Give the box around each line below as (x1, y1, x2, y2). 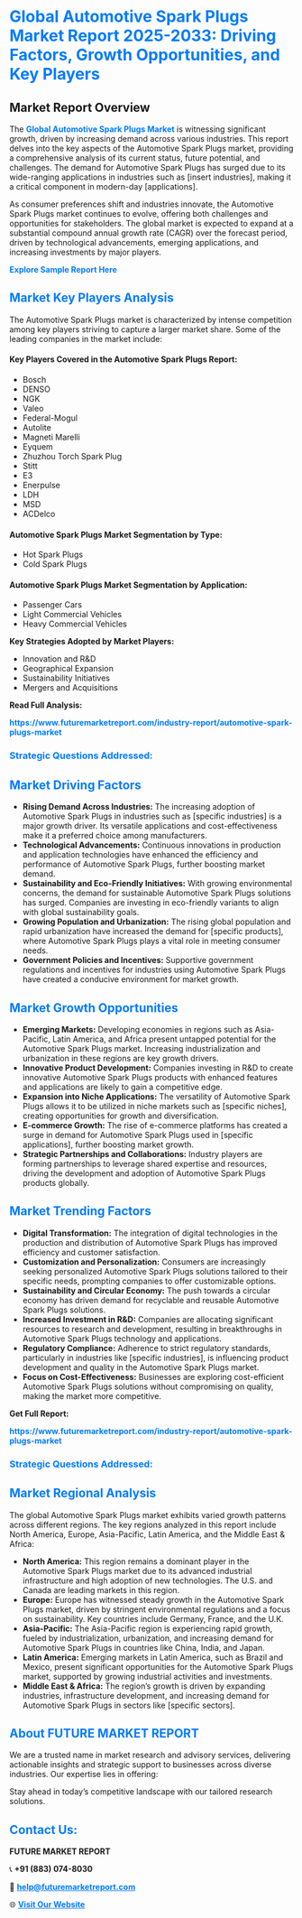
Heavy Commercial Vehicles (22, 618, 128, 629)
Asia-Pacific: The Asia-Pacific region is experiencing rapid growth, (22, 1623, 273, 1634)
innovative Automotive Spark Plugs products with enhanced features (22, 1071, 278, 1082)
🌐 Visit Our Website (9, 1899, 86, 1910)
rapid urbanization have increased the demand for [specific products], (22, 926, 284, 937)
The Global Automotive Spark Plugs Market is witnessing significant (9, 124, 266, 134)
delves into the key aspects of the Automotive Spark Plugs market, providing (9, 143, 294, 153)
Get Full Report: (9, 1408, 69, 1419)
